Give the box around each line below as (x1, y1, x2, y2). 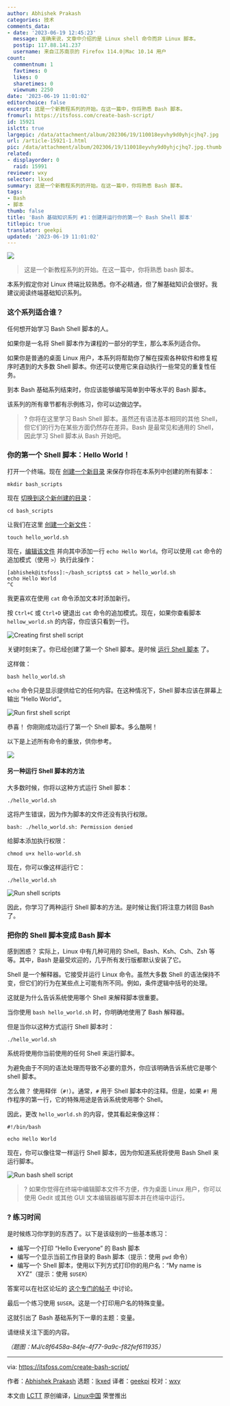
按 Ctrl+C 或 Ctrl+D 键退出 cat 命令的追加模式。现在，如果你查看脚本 (7, 608, 202, 617)
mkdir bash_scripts (7, 481, 63, 487)
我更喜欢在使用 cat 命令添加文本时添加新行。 (7, 594, 134, 602)
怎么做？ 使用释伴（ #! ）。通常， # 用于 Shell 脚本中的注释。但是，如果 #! (7, 1087, 210, 1095)
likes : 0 (13, 73, 38, 81)
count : (7, 55, 26, 62)
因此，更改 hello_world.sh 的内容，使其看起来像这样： (7, 1110, 162, 1118)
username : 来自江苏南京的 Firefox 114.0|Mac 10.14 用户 (13, 49, 166, 56)
